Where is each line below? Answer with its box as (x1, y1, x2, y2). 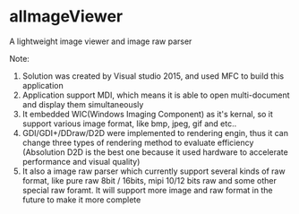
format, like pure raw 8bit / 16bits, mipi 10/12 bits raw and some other (21, 175, 278, 185)
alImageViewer (9, 6, 124, 27)
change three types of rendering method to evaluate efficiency (21, 137, 254, 148)
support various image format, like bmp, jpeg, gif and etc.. (21, 118, 237, 129)
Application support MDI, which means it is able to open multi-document (21, 90, 290, 100)
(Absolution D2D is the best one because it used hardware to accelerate (21, 146, 288, 158)
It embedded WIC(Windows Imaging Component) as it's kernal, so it (21, 108, 273, 119)
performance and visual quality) (21, 156, 141, 167)
